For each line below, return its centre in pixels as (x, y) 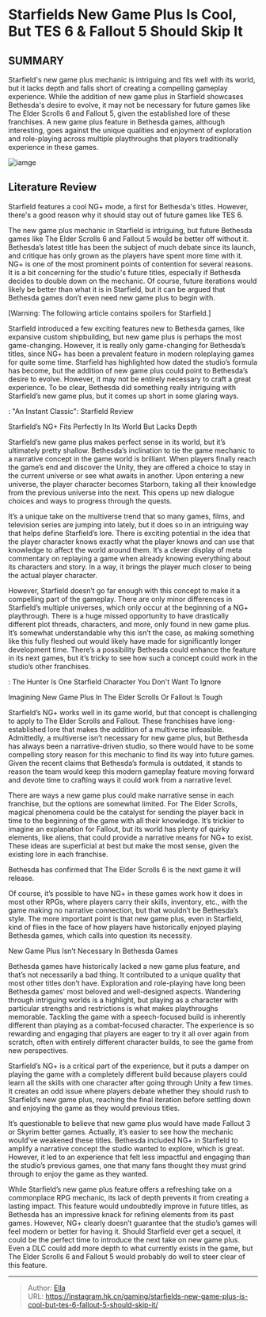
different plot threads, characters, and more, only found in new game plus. (129, 624)
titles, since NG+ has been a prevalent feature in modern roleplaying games (131, 354)
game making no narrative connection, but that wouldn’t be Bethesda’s (123, 910)
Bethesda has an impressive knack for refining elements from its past (121, 1214)
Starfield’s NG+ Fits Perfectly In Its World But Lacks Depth (103, 427)
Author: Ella (46, 1288)
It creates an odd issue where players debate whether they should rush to (129, 1091)
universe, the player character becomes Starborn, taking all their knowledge (132, 484)
